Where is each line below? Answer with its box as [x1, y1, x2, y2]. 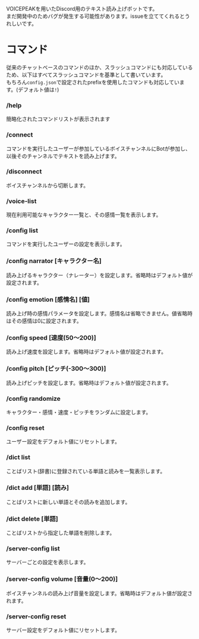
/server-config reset [6, 612, 67, 621]
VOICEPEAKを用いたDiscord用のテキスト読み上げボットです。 [6, 5, 158, 12]
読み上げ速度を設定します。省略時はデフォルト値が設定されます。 [6, 348, 167, 355]
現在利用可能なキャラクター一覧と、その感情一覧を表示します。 [6, 211, 162, 219]
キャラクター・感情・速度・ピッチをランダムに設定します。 [6, 409, 151, 416]
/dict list [6, 453, 31, 461]
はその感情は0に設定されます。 [6, 317, 82, 325]
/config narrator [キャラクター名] [6, 257, 102, 265]
